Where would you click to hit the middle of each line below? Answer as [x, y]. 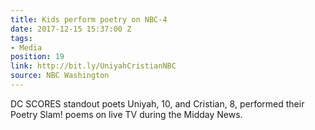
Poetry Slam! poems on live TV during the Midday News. [126, 114]
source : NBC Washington [60, 76]
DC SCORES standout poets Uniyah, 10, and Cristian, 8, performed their [157, 103]
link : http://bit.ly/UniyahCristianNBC [93, 66]
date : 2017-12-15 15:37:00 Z [71, 29]
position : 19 [37, 57]
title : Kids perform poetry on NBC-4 [89, 19]
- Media [26, 47]
